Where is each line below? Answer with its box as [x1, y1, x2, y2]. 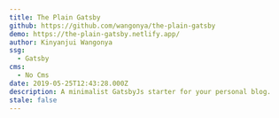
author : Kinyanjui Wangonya [9, 37, 113, 47]
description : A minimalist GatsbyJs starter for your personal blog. [9, 87, 272, 96]
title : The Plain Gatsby [9, 12, 101, 22]
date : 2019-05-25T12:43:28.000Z [9, 79, 128, 88]
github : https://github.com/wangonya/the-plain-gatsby [9, 21, 216, 30]
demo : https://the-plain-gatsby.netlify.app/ [9, 29, 180, 38]
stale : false [9, 95, 58, 105]
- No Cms [17, 71, 50, 80]
